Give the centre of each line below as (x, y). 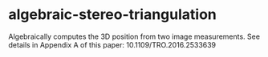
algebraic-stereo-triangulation (112, 15)
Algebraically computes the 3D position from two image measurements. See (134, 36)
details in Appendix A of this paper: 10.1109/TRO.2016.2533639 (112, 44)
